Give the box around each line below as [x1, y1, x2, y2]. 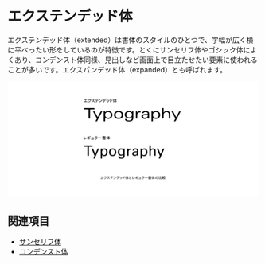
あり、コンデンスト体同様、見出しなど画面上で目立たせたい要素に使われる [14, 55, 258, 64]
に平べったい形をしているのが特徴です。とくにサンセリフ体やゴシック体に [7, 45, 251, 54]
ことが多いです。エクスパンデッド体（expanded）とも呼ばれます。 [7, 64, 228, 74]
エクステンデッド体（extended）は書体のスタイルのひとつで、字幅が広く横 [7, 35, 254, 45]
